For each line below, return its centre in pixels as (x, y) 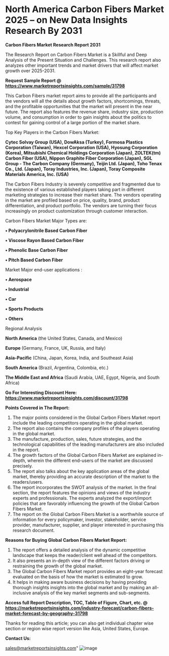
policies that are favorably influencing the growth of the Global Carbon (86, 503)
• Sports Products (24, 309)
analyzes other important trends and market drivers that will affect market (82, 65)
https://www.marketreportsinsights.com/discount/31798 (67, 398)
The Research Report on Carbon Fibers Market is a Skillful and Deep (76, 55)
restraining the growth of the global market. (58, 566)
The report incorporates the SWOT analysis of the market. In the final (84, 487)
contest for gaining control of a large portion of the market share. (73, 122)
